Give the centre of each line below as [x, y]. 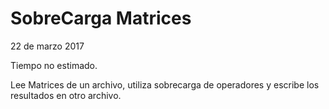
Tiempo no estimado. [54, 65]
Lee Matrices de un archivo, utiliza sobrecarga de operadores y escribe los [165, 84]
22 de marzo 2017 [47, 46]
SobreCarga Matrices [101, 18]
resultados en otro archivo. [66, 95]
